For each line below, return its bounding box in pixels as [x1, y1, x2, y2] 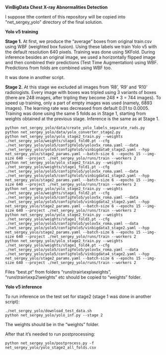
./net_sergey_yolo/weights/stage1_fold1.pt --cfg [5, 165, 110, 170]
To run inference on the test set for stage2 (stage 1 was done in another [5, 293, 152, 299]
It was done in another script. [5, 75, 65, 80]
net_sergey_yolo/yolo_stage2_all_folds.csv [5, 345, 97, 350]
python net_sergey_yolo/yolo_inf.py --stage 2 [5, 313, 103, 318]
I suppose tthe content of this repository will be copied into [5, 14, 125, 19]
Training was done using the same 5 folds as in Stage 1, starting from [5, 110, 146, 116]
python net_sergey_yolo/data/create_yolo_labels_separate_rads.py [5, 125, 145, 130]
